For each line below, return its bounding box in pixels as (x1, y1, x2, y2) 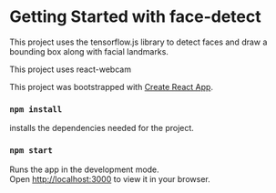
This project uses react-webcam (9, 64, 132, 75)
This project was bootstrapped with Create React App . (9, 81, 214, 92)
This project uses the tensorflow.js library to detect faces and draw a (9, 36, 268, 47)
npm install (9, 104, 63, 115)
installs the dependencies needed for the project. (9, 123, 194, 134)
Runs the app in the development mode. (9, 164, 159, 175)
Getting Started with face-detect (9, 6, 261, 27)
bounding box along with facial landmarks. (9, 46, 169, 56)
